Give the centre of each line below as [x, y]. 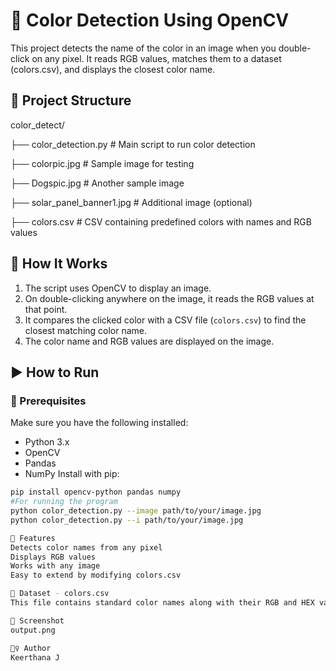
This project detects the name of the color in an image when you [143, 48]
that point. [46, 309]
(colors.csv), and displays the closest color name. [113, 69]
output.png [33, 630]
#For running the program [64, 502]
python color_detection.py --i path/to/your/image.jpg [127, 520]
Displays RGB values [53, 557]
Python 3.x [47, 442]
